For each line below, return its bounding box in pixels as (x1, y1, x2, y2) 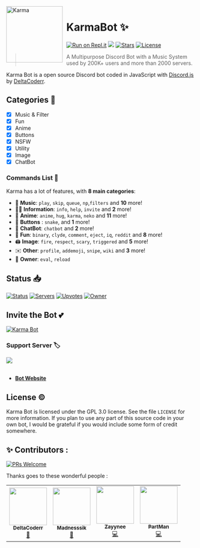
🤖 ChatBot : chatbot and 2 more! (14, 225, 94, 232)
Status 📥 (6, 273, 41, 284)
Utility (14, 145, 30, 152)
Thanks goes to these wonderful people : (6, 472, 108, 479)
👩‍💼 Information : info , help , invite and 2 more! (14, 205, 132, 213)
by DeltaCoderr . (6, 78, 46, 85)
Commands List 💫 (6, 174, 59, 182)
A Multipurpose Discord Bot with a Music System (66, 53, 187, 60)
